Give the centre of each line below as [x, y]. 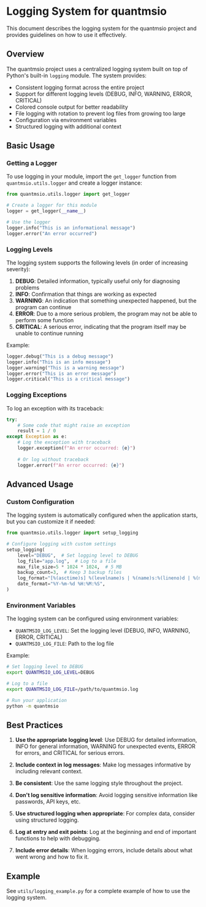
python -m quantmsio [33, 706]
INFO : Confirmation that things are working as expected [86, 294]
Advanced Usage [40, 484]
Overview [25, 54]
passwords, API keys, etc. [48, 801]
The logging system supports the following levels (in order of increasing [97, 263]
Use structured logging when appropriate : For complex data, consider [105, 814]
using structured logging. [47, 820]
